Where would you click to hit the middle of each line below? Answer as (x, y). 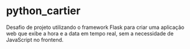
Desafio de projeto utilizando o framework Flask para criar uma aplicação (95, 27)
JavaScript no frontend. (35, 40)
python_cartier (43, 11)
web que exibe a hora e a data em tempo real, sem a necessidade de (90, 33)
